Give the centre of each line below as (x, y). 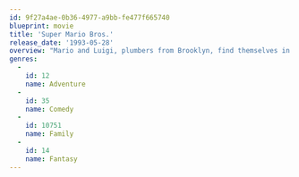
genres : (24, 59)
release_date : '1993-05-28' (62, 42)
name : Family (50, 134)
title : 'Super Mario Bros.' (62, 34)
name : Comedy (50, 109)
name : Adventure (56, 84)
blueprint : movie (42, 26)
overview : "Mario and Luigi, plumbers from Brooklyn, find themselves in (150, 51)
